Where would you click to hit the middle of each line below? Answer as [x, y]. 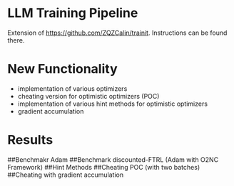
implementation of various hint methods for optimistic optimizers [113, 104]
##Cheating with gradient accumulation [66, 175]
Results [30, 140]
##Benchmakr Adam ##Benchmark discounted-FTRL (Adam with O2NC [113, 159]
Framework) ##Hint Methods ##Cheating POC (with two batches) [104, 167]
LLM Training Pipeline [73, 13]
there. [16, 40]
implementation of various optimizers [72, 88]
